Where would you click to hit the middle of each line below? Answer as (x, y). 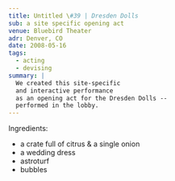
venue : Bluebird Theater (50, 31)
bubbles (33, 170)
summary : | (27, 76)
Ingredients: (28, 129)
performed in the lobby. (57, 105)
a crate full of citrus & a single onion (80, 144)
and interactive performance (65, 90)
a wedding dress (48, 153)
